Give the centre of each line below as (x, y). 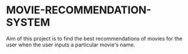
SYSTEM (28, 22)
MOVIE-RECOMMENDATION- (79, 10)
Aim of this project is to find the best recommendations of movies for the (94, 38)
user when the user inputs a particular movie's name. (71, 45)
